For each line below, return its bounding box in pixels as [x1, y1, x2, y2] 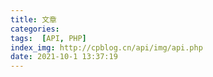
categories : [10, 24, 60, 34]
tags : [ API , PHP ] [10, 33, 87, 43]
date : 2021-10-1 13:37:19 [10, 52, 118, 62]
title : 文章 [10, 14, 57, 25]
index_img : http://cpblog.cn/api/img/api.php [10, 42, 203, 53]
